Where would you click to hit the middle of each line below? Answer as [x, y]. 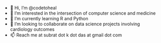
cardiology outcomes [32, 29]
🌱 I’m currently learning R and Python [49, 18]
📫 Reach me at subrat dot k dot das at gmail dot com [66, 35]
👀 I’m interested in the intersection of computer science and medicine [83, 13]
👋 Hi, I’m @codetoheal [33, 8]
